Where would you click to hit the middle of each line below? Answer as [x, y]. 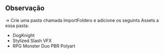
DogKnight [24, 35]
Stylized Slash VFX [32, 40]
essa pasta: [17, 25]
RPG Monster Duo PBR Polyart [44, 46]
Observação [25, 8]
